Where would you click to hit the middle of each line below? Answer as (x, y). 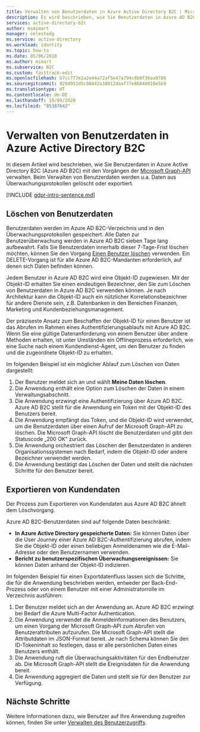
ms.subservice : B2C (30, 67)
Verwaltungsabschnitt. (42, 395)
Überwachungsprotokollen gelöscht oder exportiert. (70, 184)
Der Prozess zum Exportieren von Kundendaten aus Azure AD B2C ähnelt (96, 504)
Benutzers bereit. (36, 414)
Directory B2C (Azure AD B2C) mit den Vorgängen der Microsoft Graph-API (99, 171)
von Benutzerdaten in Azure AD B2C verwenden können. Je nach (86, 290)
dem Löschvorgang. (31, 510)
